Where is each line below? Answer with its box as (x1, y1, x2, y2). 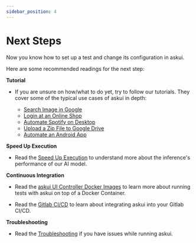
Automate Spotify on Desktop (23, 118, 96, 125)
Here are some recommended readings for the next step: (6, 65, 145, 72)
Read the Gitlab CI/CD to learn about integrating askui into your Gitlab (14, 200, 184, 208)
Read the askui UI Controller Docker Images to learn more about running (14, 183, 191, 190)
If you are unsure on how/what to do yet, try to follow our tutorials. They (14, 88, 190, 95)
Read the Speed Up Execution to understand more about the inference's (14, 154, 191, 161)
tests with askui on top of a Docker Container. (14, 189, 126, 196)
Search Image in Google (23, 106, 83, 113)
